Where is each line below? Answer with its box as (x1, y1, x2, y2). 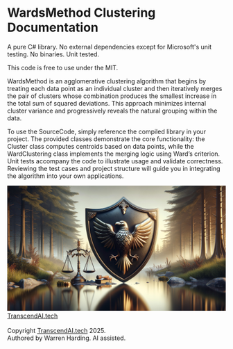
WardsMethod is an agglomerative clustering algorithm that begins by (7, 76, 207, 85)
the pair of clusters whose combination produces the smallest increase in (7, 92, 217, 100)
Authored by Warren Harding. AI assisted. (7, 334, 126, 342)
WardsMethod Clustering (7, 5, 156, 21)
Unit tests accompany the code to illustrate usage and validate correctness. (7, 156, 223, 165)
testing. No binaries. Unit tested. (7, 50, 99, 58)
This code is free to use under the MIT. (7, 63, 119, 72)
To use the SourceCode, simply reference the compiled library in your (7, 127, 207, 136)
